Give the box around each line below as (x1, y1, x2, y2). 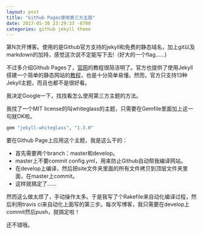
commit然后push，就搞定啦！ (6, 208, 80, 216)
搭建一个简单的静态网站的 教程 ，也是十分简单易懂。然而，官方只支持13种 (6, 71, 188, 79)
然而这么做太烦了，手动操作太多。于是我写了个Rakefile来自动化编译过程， (6, 193, 191, 200)
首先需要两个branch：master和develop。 (15, 150, 119, 157)
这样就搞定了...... (15, 180, 57, 188)
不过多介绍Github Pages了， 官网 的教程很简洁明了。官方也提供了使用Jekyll (6, 64, 193, 71)
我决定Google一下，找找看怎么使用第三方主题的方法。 (6, 92, 142, 99)
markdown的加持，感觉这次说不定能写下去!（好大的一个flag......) (6, 51, 167, 58)
